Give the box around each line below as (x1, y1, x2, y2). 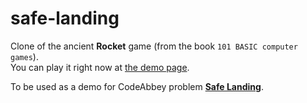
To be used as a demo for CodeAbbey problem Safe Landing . (10, 80, 264, 92)
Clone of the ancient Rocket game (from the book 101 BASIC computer (10, 40, 298, 52)
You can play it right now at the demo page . (10, 61, 190, 73)
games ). (10, 50, 39, 62)
